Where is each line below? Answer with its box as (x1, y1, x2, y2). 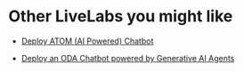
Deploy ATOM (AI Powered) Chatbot (20, 36, 154, 46)
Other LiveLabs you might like (8, 6, 233, 27)
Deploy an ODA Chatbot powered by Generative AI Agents (20, 52, 235, 63)
